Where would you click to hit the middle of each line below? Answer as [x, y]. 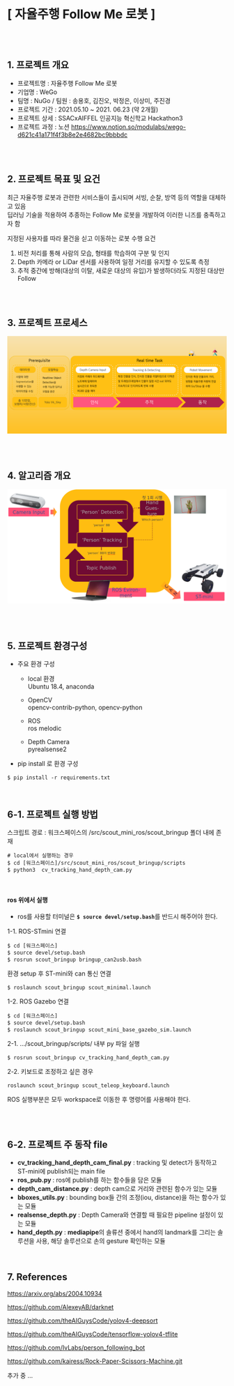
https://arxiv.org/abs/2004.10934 [55, 1293]
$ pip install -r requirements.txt [59, 778]
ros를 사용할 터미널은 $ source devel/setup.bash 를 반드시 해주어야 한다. [117, 916]
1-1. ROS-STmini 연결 [37, 932]
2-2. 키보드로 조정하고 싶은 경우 [50, 1072]
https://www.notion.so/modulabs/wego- [128, 127]
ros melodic [45, 728]
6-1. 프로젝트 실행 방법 [53, 814]
